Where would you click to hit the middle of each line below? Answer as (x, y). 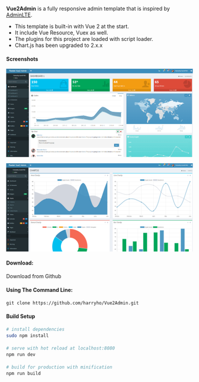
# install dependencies (36, 330)
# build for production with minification (59, 367)
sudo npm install (28, 336)
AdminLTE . (19, 15)
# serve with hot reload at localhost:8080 (61, 348)
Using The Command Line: (39, 289)
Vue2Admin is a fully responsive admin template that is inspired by (88, 9)
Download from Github (34, 276)
